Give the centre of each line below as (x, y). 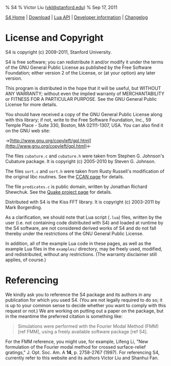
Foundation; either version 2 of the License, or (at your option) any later (80, 73)
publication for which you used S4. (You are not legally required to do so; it (84, 300)
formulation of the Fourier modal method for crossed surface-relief (76, 347)
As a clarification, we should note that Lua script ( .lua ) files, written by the (84, 217)
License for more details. (31, 104)
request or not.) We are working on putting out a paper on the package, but (84, 311)
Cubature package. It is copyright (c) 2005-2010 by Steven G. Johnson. (80, 161)
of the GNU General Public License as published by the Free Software (79, 67)
